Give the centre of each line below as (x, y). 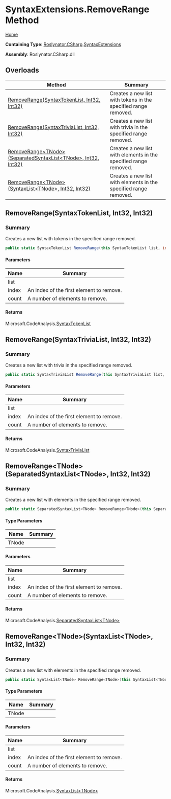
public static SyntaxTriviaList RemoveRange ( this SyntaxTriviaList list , (85, 375)
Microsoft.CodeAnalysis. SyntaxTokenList (48, 324)
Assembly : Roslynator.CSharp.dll (40, 54)
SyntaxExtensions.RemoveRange (77, 9)
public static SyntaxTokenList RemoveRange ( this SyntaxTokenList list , (83, 248)
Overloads (22, 70)
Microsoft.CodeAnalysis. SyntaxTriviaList (48, 450)
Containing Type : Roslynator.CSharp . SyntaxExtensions (63, 44)
